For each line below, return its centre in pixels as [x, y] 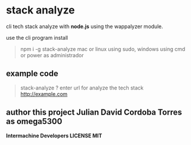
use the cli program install [37, 37]
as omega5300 [34, 121]
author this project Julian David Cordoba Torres [94, 113]
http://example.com [44, 94]
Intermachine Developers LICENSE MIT [54, 136]
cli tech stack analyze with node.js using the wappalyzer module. [84, 26]
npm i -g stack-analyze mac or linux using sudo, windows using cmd [102, 49]
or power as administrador [52, 55]
